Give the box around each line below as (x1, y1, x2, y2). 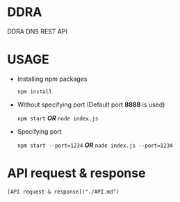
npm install (17, 88, 52, 95)
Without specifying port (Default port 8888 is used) (17, 100, 165, 109)
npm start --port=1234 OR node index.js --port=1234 (17, 141, 173, 149)
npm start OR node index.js (17, 114, 99, 122)
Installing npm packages (17, 75, 88, 83)
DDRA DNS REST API (7, 27, 68, 36)
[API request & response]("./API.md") (7, 188, 120, 195)
